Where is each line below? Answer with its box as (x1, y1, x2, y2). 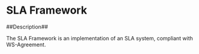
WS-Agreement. (6, 41, 46, 48)
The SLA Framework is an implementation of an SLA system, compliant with (6, 34, 194, 42)
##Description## (6, 23, 49, 30)
